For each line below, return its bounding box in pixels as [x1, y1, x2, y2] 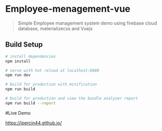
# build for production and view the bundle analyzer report [5, 96, 138, 101]
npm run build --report [5, 100, 56, 105]
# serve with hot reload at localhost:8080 [5, 68, 100, 73]
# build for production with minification [5, 82, 97, 87]
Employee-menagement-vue [5, 3, 131, 15]
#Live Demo [5, 110, 31, 116]
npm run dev [5, 73, 31, 78]
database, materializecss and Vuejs [17, 25, 93, 31]
